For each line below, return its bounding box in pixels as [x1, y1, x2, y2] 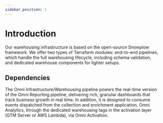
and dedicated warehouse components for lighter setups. [5, 59, 120, 66]
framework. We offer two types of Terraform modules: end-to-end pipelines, [5, 49, 159, 55]
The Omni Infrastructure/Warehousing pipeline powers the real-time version [5, 87, 157, 92]
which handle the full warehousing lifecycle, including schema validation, [5, 54, 152, 60]
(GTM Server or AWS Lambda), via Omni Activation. [5, 112, 109, 118]
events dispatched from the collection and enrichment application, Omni [5, 102, 150, 108]
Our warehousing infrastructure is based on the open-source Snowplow [5, 44, 149, 50]
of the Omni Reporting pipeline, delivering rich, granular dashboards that [5, 92, 151, 98]
